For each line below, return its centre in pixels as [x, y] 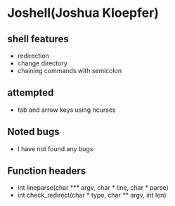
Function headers [47, 171]
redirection [33, 56]
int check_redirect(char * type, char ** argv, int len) [92, 195]
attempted [31, 93]
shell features [38, 39]
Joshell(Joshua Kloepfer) [83, 13]
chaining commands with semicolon [70, 71]
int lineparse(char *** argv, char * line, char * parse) [93, 188]
